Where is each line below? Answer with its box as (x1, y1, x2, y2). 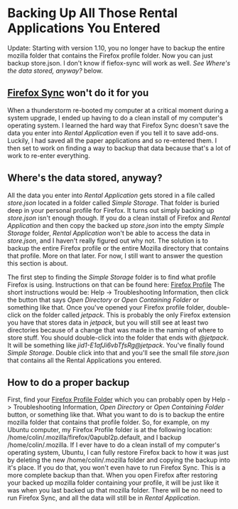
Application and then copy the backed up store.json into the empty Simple (7, 221, 225, 229)
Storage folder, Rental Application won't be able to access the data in (7, 229, 211, 237)
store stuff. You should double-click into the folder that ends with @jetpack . (7, 333, 229, 342)
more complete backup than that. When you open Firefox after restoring (7, 471, 218, 480)
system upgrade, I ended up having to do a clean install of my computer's (7, 113, 223, 122)
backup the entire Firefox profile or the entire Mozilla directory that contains (7, 243, 229, 252)
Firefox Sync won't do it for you (7, 87, 149, 99)
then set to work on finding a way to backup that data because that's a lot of (7, 144, 231, 152)
